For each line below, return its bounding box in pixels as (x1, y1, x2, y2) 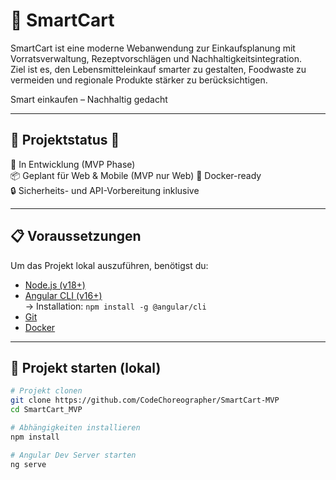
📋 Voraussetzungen (10, 228, 142, 245)
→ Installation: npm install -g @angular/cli (24, 300, 207, 312)
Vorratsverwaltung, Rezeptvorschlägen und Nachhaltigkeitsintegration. (10, 52, 302, 64)
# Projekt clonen (10, 386, 83, 396)
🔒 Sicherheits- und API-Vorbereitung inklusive (10, 184, 200, 196)
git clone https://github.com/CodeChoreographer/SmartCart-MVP (10, 395, 280, 406)
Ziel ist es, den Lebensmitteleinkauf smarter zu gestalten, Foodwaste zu (10, 63, 307, 75)
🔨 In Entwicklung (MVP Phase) (10, 158, 136, 170)
